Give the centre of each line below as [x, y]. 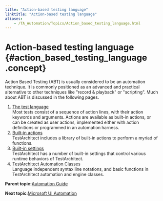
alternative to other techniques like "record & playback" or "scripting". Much [82, 92]
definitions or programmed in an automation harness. [66, 128]
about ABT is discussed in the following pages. [52, 97]
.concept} [26, 68]
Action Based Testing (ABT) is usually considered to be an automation [75, 82]
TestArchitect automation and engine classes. [58, 175]
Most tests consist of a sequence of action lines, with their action [78, 112]
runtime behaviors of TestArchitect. [48, 159]
